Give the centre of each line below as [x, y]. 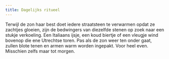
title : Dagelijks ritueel [32, 10]
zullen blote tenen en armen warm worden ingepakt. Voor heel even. [77, 45]
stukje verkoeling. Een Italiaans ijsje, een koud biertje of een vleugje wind [82, 35]
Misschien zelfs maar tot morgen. [40, 51]
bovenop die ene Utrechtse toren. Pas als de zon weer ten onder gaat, [79, 40]
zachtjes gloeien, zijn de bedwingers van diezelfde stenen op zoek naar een [85, 29]
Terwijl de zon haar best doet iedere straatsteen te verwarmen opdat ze [80, 24]
